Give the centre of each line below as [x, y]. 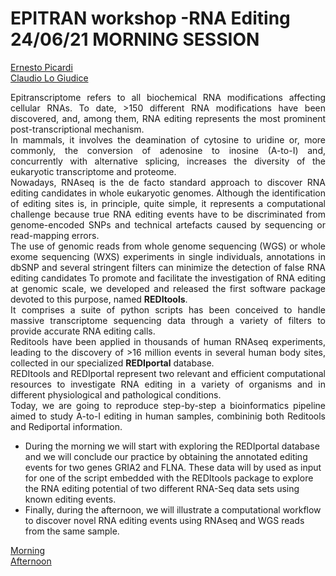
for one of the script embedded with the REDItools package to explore [169, 478]
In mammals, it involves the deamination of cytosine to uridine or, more [168, 139]
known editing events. [70, 499]
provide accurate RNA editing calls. [83, 331]
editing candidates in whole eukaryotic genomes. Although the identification [168, 193]
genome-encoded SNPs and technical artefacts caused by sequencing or [168, 224]
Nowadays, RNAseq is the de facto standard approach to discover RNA [168, 182]
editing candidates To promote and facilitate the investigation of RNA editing [168, 278]
